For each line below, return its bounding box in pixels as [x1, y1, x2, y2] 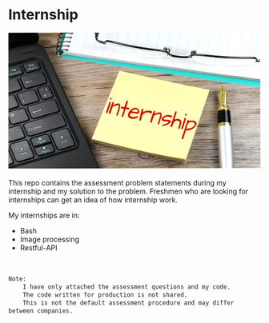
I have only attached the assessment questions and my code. [22, 283, 231, 291]
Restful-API [19, 243, 58, 253]
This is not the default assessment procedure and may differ [22, 299, 235, 307]
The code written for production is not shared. [22, 291, 188, 299]
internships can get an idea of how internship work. [8, 195, 179, 205]
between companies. [8, 307, 74, 315]
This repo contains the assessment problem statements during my [8, 178, 227, 188]
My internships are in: [8, 210, 80, 221]
